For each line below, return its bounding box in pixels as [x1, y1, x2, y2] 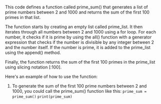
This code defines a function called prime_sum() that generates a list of [5, 4, 148, 10]
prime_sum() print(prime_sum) [12, 94, 73, 99]
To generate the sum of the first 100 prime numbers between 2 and [12, 83, 147, 89]
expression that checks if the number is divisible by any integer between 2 [5, 39, 154, 45]
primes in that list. [5, 15, 41, 20]
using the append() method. [5, 50, 61, 55]
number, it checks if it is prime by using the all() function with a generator [5, 34, 152, 40]
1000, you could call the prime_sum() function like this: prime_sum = [12, 88, 147, 94]
